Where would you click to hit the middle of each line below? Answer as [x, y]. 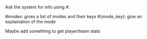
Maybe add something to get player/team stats [53, 31]
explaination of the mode [30, 22]
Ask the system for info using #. [38, 7]
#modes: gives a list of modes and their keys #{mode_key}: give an [74, 16]
